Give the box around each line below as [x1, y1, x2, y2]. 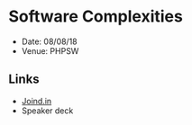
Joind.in [21, 95, 52, 106]
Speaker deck [21, 105, 74, 116]
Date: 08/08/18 [21, 36, 78, 47]
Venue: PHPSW [21, 45, 79, 56]
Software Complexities [8, 6, 184, 27]
